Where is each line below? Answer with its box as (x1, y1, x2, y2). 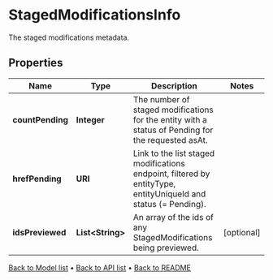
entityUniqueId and (132, 188, 206, 200)
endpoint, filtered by (132, 168, 210, 179)
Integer (76, 114, 106, 125)
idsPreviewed (12, 226, 67, 238)
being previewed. (132, 242, 199, 253)
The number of (132, 93, 190, 105)
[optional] (223, 226, 261, 238)
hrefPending (12, 173, 63, 184)
